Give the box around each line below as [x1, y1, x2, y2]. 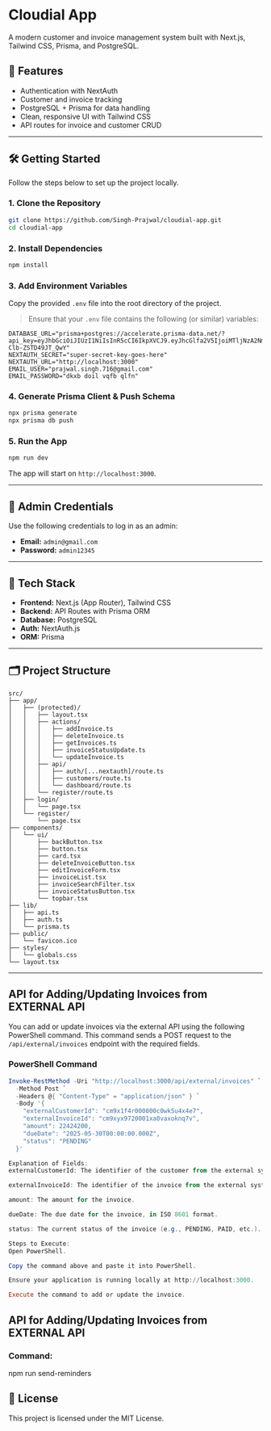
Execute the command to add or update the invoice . [8, 1290, 186, 1299]
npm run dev [8, 454, 48, 462]
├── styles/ [8, 943, 48, 952]
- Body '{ [15, 1100, 45, 1108]
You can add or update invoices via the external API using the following [8, 1022, 245, 1031]
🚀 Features [8, 65, 64, 78]
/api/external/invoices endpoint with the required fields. [8, 1039, 200, 1048]
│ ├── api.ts [8, 909, 60, 917]
